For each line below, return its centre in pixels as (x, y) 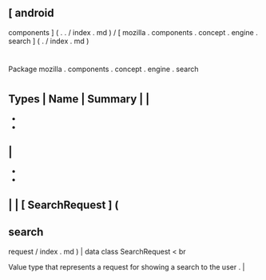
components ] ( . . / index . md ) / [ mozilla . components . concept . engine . (133, 32)
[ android (31, 13)
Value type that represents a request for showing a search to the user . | (127, 266)
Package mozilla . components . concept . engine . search (103, 69)
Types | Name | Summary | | (79, 99)
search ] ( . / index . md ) (49, 41)
